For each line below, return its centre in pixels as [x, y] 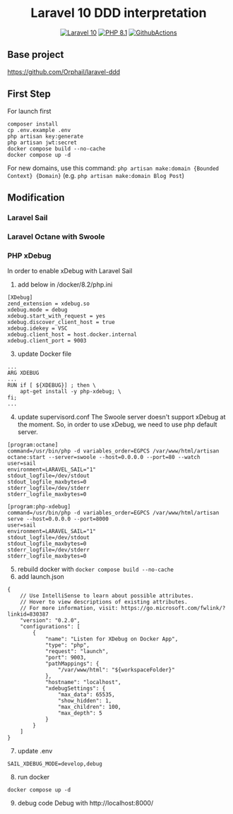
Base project [36, 55]
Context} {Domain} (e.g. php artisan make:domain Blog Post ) [96, 175]
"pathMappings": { [72, 664]
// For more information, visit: [69, 609]
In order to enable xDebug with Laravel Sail [70, 271]
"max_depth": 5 [80, 713]
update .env [35, 751]
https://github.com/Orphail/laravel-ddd [64, 71]
